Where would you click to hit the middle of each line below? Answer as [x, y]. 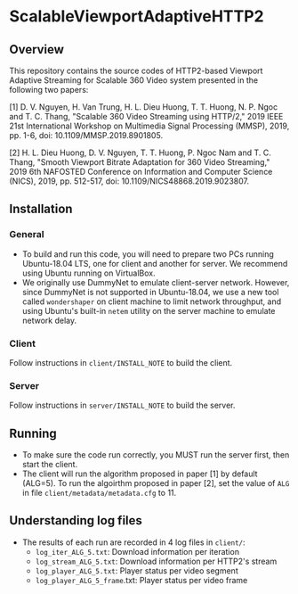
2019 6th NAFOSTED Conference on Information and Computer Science [141, 172]
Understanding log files [76, 520]
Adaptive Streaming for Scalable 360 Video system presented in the [134, 80]
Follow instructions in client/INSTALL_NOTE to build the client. [121, 362]
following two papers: [49, 90]
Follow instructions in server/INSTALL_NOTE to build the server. [122, 405]
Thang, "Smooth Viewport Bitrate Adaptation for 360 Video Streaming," [140, 162]
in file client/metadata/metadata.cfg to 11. [99, 493]
